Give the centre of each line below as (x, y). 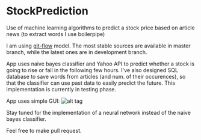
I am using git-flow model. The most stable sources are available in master (98, 46)
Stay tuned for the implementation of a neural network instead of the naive (99, 112)
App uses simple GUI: (33, 101)
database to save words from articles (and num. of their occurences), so (96, 76)
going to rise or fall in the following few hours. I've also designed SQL (92, 70)
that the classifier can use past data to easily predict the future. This (91, 83)
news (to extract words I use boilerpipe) (56, 34)
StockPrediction (47, 11)
